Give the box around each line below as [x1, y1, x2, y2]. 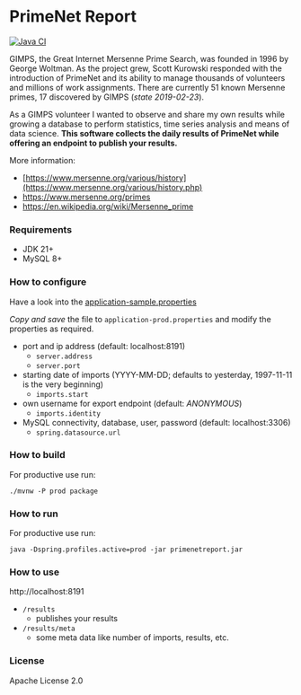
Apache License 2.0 [9, 675, 84, 686]
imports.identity [35, 409, 102, 418]
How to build [9, 449, 66, 462]
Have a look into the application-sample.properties [9, 296, 198, 307]
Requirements [9, 223, 73, 235]
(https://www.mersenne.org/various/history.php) [22, 181, 203, 192]
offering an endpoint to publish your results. [9, 137, 178, 148]
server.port [35, 361, 81, 370]
